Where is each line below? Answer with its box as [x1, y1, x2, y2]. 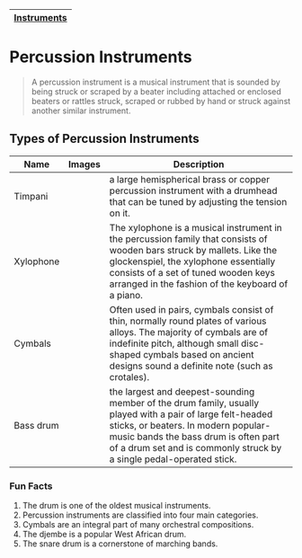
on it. [109, 207, 130, 219]
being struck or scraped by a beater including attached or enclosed [31, 85, 281, 97]
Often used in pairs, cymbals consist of [109, 303, 274, 315]
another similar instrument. [31, 105, 131, 116]
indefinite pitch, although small [109, 337, 239, 350]
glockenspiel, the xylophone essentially [109, 255, 276, 268]
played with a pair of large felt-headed [109, 408, 273, 421]
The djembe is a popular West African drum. [22, 529, 187, 540]
